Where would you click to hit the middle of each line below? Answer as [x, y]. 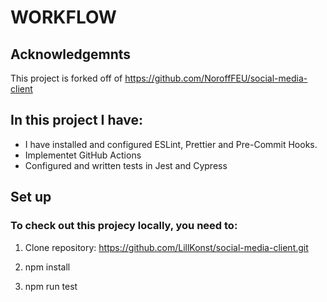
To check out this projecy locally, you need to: [124, 226]
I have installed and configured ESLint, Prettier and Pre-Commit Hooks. [171, 144]
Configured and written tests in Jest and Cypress [126, 165]
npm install [47, 267]
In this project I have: [77, 120]
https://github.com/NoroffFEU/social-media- [216, 78]
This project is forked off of [66, 78]
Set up [31, 197]
